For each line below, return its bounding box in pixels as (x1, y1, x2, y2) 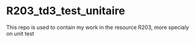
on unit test (6, 30, 34, 37)
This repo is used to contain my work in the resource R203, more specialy (6, 24, 190, 31)
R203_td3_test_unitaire (6, 4, 125, 18)
